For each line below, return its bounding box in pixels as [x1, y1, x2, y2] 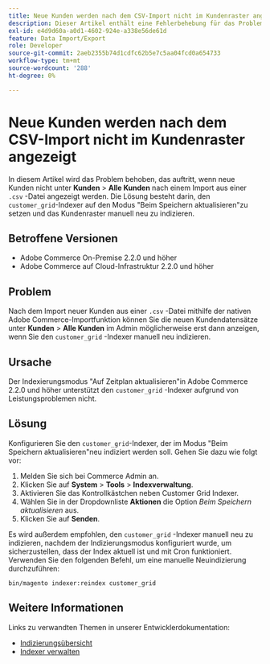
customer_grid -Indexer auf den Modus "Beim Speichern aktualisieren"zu [8, 200, 248, 209]
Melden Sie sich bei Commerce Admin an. [19, 471, 159, 480]
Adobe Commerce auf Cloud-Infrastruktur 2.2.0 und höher [19, 262, 215, 271]
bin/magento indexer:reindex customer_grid [8, 579, 157, 588]
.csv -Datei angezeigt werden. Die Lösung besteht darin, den [8, 191, 211, 201]
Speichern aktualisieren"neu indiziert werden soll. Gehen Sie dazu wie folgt [8, 447, 258, 456]
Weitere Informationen [8, 601, 125, 615]
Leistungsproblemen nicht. [8, 394, 97, 403]
